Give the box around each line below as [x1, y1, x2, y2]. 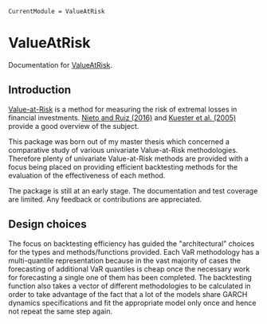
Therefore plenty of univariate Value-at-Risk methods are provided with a [8, 154, 249, 163]
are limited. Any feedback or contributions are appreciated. [8, 194, 202, 204]
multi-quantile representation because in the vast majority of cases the [8, 256, 241, 265]
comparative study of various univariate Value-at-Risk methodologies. [8, 145, 238, 154]
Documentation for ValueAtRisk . [8, 60, 113, 69]
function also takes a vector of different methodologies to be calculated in [8, 281, 251, 291]
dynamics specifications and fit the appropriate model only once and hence [8, 298, 257, 307]
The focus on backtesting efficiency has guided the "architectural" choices [8, 239, 255, 248]
